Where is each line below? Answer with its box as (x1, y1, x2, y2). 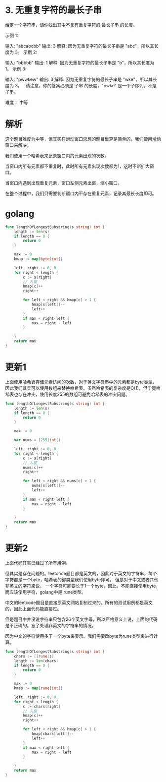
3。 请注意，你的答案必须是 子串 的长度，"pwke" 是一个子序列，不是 (14, 82, 157, 88)
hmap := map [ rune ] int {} (14, 686, 63, 691)
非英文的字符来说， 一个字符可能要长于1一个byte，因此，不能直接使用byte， (5, 583, 161, 589)
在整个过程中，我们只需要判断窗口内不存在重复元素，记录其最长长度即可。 (5, 190, 157, 196)
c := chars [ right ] (23, 704, 61, 709)
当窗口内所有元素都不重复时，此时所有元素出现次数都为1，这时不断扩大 (5, 163, 150, 169)
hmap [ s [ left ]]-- (31, 302, 65, 307)
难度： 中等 (5, 99, 28, 105)
